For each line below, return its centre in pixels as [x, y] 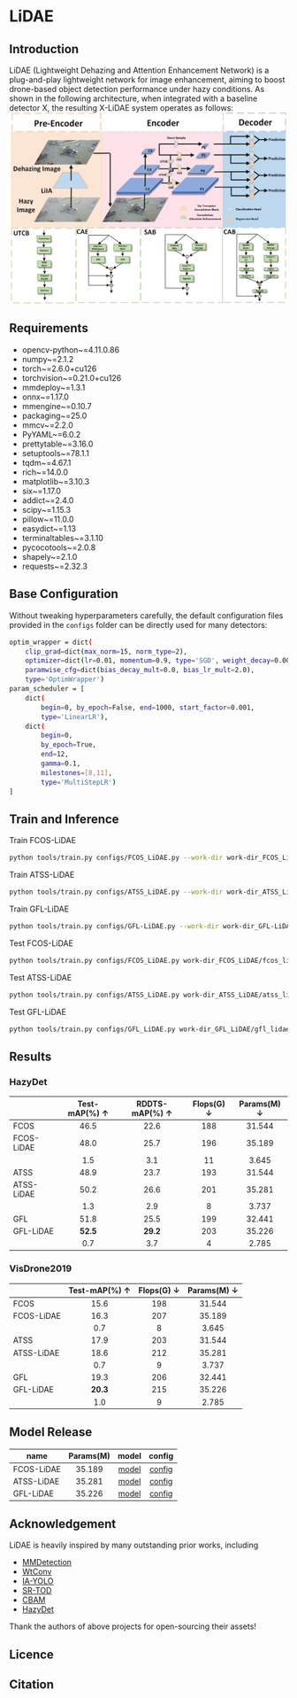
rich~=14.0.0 [45, 472]
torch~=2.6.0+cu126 [59, 368]
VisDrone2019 [41, 1268]
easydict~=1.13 [49, 528]
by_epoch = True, [69, 745]
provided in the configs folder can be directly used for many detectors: [138, 624]
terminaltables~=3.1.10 [63, 538]
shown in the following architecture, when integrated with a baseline [133, 98]
